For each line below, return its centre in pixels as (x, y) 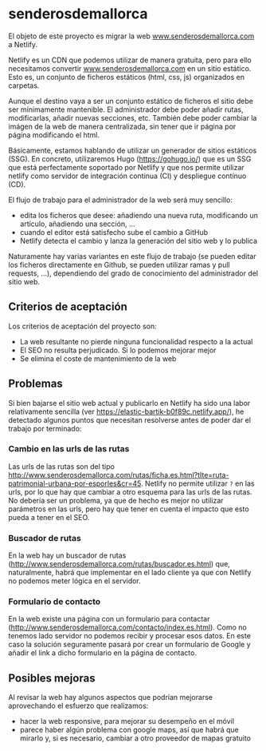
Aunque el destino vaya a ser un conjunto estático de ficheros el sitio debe (131, 101)
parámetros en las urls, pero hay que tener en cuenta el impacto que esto (129, 509)
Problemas (36, 384)
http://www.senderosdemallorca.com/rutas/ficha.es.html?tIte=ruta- (119, 475)
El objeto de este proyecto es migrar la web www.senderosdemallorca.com (131, 36)
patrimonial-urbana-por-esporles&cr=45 (75, 483)
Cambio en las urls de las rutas (69, 449)
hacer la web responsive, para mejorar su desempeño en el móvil (127, 721)
